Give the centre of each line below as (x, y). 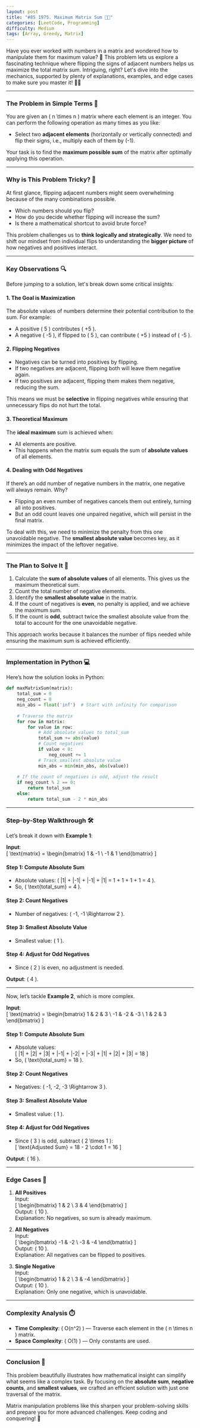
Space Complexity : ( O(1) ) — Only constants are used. (82, 1341)
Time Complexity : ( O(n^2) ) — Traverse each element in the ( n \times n (104, 1328)
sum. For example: (29, 317)
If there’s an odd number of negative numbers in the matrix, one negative (96, 483)
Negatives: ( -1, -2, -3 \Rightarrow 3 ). (61, 1087)
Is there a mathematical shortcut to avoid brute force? (81, 223)
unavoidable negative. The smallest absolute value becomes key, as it (93, 538)
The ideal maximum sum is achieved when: (60, 432)
